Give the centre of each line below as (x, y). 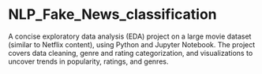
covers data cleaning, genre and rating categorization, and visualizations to (131, 53)
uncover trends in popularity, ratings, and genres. (88, 61)
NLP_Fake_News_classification (112, 15)
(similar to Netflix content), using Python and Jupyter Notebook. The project (132, 44)
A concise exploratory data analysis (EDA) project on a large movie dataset (130, 36)
